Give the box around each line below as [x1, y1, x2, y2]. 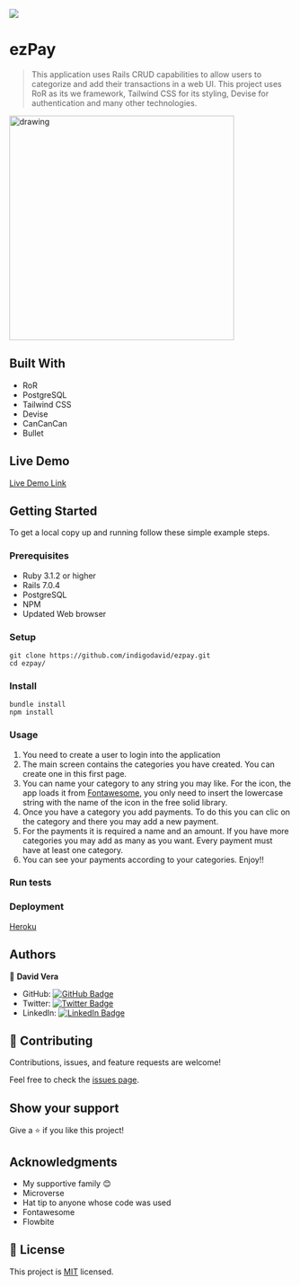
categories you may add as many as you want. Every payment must [22, 835, 273, 846]
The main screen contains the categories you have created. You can [22, 759, 276, 770]
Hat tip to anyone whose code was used [22, 1197, 172, 1208]
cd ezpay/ [9, 658, 47, 668]
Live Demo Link [9, 477, 67, 489]
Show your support [9, 1100, 119, 1115]
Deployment [9, 901, 65, 913]
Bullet [22, 427, 44, 438]
